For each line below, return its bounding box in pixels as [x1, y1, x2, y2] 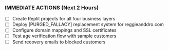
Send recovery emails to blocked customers [12, 39, 106, 45]
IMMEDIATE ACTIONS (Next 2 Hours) [5, 4, 99, 11]
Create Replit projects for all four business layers [12, 16, 116, 22]
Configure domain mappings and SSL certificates [12, 27, 117, 33]
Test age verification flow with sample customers [12, 33, 117, 39]
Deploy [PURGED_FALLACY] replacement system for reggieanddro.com [12, 21, 164, 28]
